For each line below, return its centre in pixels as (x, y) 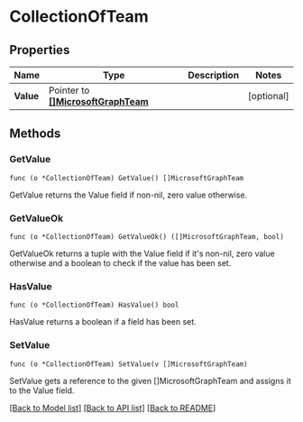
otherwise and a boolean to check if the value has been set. (120, 262)
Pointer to (69, 90)
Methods (35, 134)
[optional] (268, 96)
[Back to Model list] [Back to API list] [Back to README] (113, 408)
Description (214, 75)
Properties (40, 50)
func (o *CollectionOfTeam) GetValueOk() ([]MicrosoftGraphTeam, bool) (147, 236)
